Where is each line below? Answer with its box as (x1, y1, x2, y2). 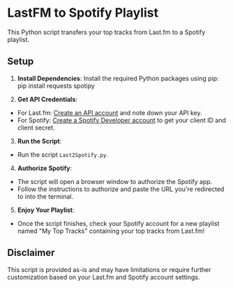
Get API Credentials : (17, 95, 78, 103)
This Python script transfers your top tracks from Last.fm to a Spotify (7, 28, 206, 36)
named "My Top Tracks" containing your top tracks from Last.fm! (17, 227, 205, 235)
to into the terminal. (17, 192, 74, 200)
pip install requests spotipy (17, 82, 96, 90)
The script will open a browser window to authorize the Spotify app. (17, 177, 213, 185)
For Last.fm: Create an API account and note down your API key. (17, 108, 202, 116)
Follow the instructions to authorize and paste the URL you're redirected (17, 185, 225, 193)
